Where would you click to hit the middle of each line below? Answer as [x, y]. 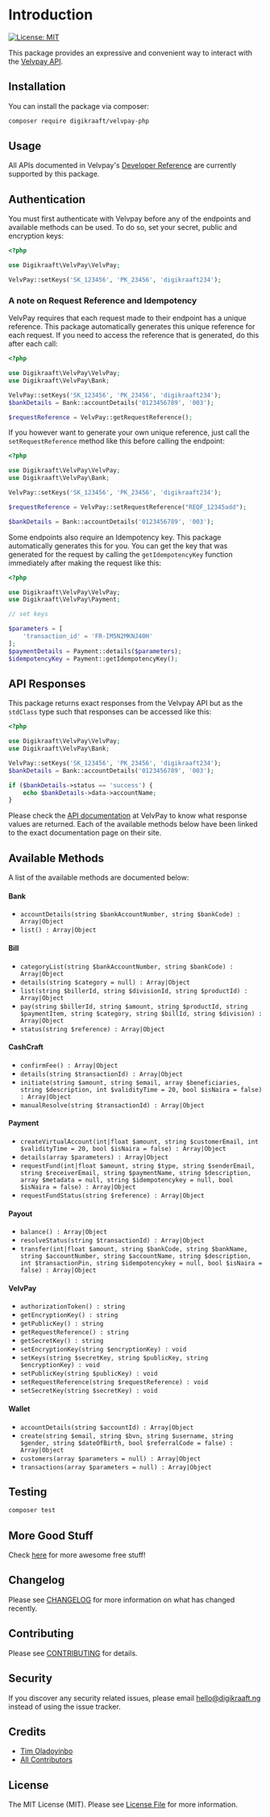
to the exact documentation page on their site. [85, 833]
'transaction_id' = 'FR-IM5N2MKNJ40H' [88, 636]
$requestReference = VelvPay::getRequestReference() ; [101, 417]
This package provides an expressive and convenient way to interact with [130, 52]
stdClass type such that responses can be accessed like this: [110, 712]
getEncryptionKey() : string [69, 1315]
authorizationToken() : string [73, 1307]
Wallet [19, 1408]
